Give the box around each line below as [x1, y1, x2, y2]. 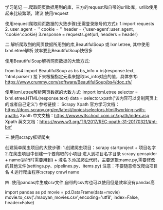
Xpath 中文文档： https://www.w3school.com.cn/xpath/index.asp [19, 113, 149, 118]
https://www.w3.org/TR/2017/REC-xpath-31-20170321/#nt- [39, 119, 158, 125]
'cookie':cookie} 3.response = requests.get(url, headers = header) [5, 31, 138, 37]
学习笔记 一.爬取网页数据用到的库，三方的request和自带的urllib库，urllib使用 [5, 4, 158, 10]
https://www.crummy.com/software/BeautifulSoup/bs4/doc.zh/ [5, 79, 132, 84]
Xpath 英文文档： [5, 119, 40, 125]
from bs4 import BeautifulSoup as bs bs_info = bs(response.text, [5, 68, 135, 73]
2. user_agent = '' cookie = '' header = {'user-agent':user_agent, [5, 26, 134, 32]
